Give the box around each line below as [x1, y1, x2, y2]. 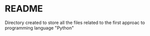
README [5, 3, 43, 14]
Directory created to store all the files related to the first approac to [5, 19, 145, 25]
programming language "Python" [5, 24, 74, 30]
